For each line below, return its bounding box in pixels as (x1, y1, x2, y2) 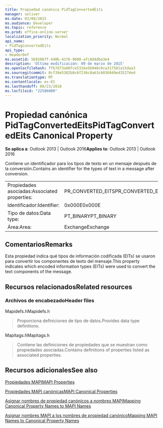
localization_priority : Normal (5, 34, 68, 39)
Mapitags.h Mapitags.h (5, 332, 50, 338)
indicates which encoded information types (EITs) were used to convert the (5, 263, 156, 270)
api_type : (5, 48, 25, 52)
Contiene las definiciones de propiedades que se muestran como (16, 342, 148, 347)
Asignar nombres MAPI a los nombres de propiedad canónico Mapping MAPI (5, 412, 158, 418)
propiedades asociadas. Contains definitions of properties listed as (16, 347, 149, 353)
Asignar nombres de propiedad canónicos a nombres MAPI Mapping (5, 398, 141, 404)
